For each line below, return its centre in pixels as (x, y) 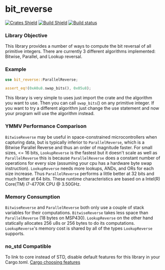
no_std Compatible (28, 246)
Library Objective (26, 35)
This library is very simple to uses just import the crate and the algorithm (79, 98)
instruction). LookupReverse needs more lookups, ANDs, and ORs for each (80, 168)
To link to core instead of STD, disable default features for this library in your (82, 257)
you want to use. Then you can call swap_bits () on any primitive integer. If (80, 103)
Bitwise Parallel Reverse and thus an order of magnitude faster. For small (79, 147)
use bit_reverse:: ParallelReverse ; (42, 80)
